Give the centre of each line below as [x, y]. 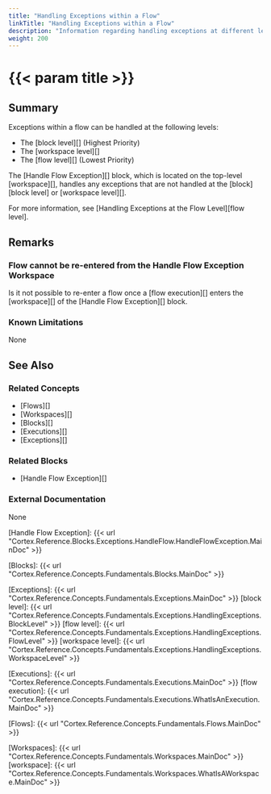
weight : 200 [28, 38]
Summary [33, 108]
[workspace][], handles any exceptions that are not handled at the [118, 184]
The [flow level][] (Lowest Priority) [77, 160]
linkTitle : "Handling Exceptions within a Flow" [92, 23]
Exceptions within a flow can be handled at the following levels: [114, 127]
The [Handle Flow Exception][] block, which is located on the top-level [125, 176]
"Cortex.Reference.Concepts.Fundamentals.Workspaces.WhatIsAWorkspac [134, 773]
